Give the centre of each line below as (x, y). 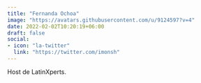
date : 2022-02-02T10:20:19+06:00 (56, 26)
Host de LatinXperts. (37, 72)
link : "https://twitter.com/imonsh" (67, 53)
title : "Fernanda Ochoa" (43, 13)
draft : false (26, 33)
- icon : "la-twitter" (39, 46)
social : (18, 39)
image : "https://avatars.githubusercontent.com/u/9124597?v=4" (101, 20)
